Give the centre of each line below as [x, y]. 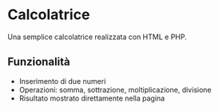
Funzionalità [39, 62]
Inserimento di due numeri [62, 81]
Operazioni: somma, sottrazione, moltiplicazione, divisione [115, 89]
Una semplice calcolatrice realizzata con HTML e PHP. [97, 37]
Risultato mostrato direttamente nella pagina [92, 98]
